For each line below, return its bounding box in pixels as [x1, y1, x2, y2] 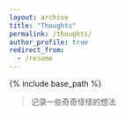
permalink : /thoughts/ [9, 29, 92, 38]
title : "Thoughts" [9, 21, 77, 30]
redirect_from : [9, 46, 65, 55]
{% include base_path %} [9, 79, 102, 88]
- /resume [17, 54, 53, 63]
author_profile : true [9, 37, 89, 47]
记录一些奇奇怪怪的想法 [30, 96, 116, 107]
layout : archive [9, 12, 69, 22]
